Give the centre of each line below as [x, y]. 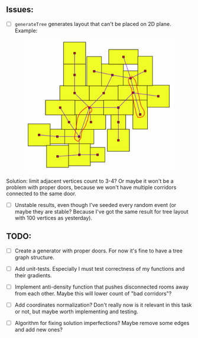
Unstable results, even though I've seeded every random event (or [95, 205]
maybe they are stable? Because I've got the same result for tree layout [101, 212]
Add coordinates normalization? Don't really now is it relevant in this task [103, 305]
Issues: [20, 10]
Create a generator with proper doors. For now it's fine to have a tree [99, 251]
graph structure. [34, 257]
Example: [26, 30]
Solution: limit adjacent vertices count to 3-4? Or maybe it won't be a [90, 181]
